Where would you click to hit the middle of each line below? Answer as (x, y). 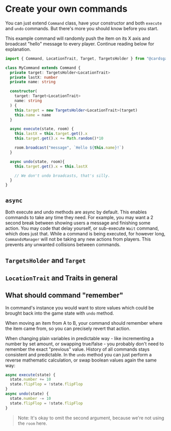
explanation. (18, 49)
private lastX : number (34, 77)
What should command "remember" (64, 295)
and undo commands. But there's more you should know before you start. (82, 28)
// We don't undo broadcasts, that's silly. (62, 176)
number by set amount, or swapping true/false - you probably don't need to (85, 344)
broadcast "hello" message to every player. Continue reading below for (80, 43)
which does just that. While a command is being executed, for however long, (85, 234)
